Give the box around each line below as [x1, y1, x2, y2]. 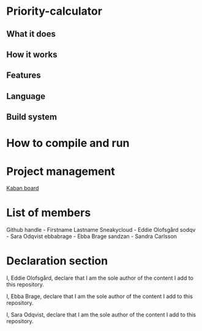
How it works [6, 49, 58, 59]
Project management [6, 164, 115, 178]
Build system [6, 112, 57, 122]
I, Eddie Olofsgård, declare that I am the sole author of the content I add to [6, 274, 194, 282]
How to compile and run [6, 136, 130, 151]
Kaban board [6, 185, 39, 192]
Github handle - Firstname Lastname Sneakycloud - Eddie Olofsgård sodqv [6, 226, 196, 234]
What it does [6, 29, 56, 39]
